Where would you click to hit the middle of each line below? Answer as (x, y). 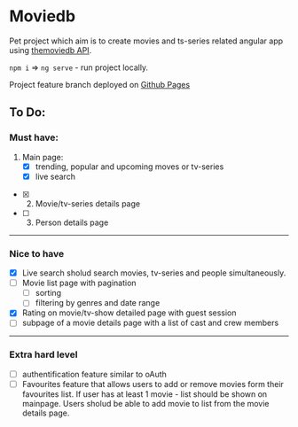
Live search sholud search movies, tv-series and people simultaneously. (154, 273)
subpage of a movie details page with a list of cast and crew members (150, 323)
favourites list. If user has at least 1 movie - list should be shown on (145, 394)
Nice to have (37, 253)
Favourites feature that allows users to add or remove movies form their (153, 384)
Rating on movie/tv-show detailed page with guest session (129, 313)
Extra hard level (43, 354)
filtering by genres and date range (98, 303)
